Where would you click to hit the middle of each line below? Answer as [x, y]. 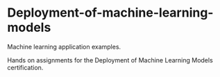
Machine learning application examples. [64, 46]
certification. [25, 67]
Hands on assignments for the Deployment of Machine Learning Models [110, 60]
